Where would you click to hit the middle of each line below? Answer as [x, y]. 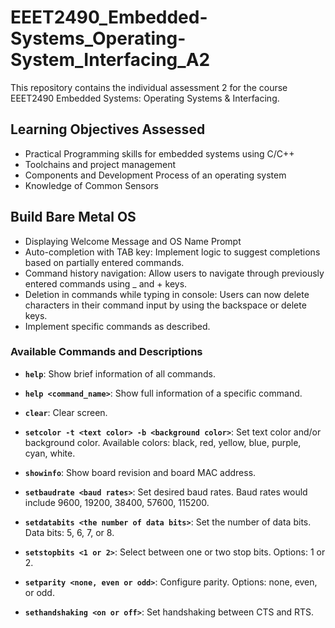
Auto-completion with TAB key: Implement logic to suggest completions [172, 252]
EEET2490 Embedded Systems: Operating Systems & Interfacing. [145, 98]
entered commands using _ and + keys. [106, 283]
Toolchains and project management [100, 164]
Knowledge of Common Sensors [92, 185]
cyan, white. [50, 453]
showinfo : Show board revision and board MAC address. [140, 472]
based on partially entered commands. [104, 262]
